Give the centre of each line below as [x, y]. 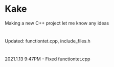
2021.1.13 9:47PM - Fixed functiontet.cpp [48, 59]
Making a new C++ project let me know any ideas [57, 23]
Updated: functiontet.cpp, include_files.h [48, 41]
